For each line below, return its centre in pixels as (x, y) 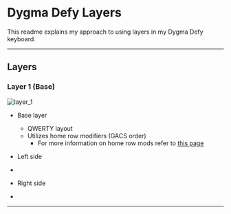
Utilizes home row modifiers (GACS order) (87, 136)
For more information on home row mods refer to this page (121, 143)
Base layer (32, 115)
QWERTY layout (50, 128)
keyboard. (21, 39)
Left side (30, 156)
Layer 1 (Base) (31, 87)
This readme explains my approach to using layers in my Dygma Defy (106, 32)
